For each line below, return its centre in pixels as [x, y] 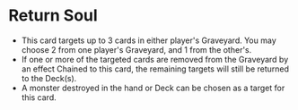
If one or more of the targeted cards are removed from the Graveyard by [155, 59]
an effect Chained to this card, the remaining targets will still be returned [155, 69]
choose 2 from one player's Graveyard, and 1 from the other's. [136, 49]
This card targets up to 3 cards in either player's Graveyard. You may [149, 40]
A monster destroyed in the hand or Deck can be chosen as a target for [153, 88]
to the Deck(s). [49, 78]
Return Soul [53, 16]
